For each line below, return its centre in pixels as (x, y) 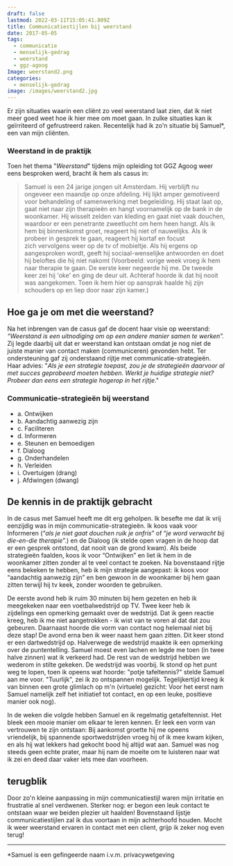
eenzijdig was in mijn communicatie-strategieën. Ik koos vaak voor (102, 526)
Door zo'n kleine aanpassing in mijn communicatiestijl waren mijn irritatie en (115, 798)
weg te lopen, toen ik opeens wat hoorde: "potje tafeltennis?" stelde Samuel (116, 672)
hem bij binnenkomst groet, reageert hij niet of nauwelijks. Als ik (115, 231)
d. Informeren (37, 435)
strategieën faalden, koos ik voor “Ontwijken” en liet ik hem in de (100, 556)
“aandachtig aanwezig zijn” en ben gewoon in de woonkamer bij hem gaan (114, 578)
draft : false (26, 14)
